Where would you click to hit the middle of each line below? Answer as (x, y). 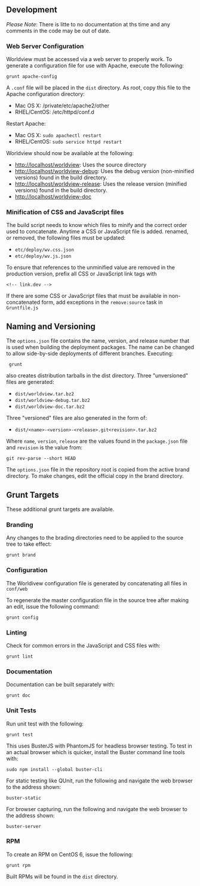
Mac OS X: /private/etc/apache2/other (62, 106)
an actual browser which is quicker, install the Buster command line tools (96, 752)
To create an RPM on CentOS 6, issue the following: (70, 854)
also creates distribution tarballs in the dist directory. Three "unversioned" (97, 376)
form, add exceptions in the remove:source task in (102, 303)
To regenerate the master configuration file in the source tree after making (98, 600)
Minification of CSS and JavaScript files (65, 212)
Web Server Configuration (45, 46)
